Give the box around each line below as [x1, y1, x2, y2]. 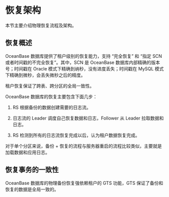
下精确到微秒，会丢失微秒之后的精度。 [5, 72, 85, 78]
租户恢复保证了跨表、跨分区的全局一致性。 [5, 83, 94, 89]
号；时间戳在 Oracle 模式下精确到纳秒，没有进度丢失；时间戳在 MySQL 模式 [5, 65, 164, 71]
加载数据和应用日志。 [5, 149, 50, 155]
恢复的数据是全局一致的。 [5, 186, 59, 192]
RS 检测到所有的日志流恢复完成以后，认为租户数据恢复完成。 [12, 132, 140, 138]
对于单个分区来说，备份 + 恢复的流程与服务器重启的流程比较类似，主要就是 [5, 143, 162, 149]
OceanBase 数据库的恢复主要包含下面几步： [5, 93, 97, 99]
